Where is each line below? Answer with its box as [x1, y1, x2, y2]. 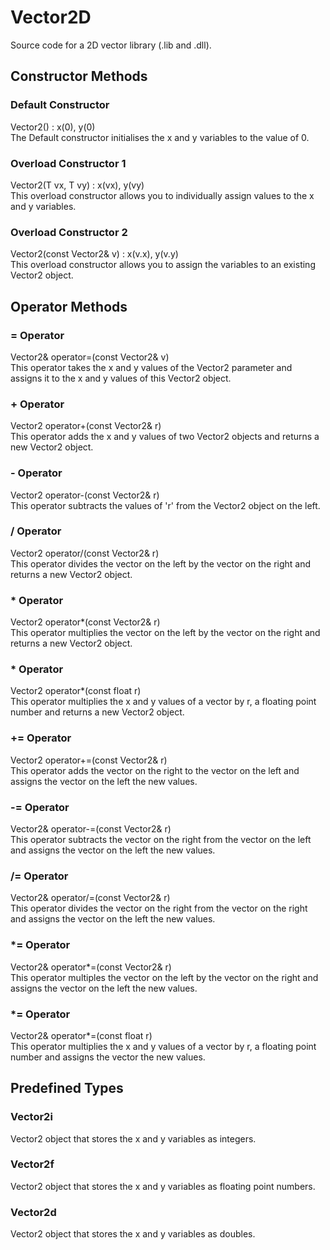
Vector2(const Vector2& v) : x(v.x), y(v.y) [10, 248, 179, 260]
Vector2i [10, 1110, 53, 1124]
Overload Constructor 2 [10, 225, 128, 239]
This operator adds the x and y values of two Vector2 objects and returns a [10, 431, 320, 443]
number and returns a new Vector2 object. [10, 706, 185, 718]
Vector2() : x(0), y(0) [10, 121, 96, 133]
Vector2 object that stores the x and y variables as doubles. [10, 1228, 256, 1240]
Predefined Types [10, 1080, 124, 1097]
